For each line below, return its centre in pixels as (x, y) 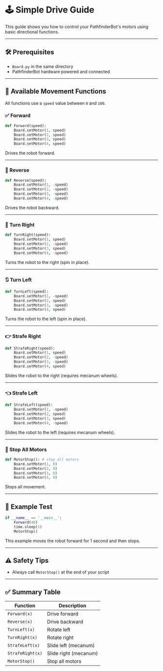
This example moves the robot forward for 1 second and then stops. (73, 541)
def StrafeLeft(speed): (29, 405)
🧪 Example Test (29, 507)
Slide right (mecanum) (72, 654)
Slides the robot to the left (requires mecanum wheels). (60, 432)
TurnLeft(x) (21, 630)
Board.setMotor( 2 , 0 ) (35, 468)
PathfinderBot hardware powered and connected (61, 71)
